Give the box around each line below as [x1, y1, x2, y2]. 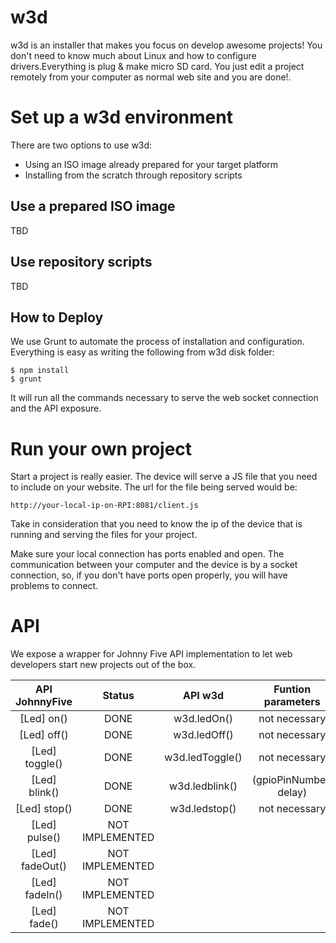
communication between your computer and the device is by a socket [10, 559, 298, 571]
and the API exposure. [10, 402, 102, 415]
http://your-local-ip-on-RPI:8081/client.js [10, 501, 199, 511]
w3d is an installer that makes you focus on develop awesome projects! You [10, 39, 323, 51]
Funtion [273, 682, 312, 696]
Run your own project [10, 437, 193, 460]
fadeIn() [24, 888, 63, 902]
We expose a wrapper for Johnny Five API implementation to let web [10, 648, 293, 660]
